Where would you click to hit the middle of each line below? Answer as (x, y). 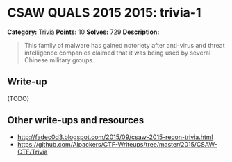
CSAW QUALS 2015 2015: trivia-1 (104, 13)
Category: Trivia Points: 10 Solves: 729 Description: (83, 32)
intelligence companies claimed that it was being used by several (117, 53)
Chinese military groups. (59, 60)
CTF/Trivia (32, 152)
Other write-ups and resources (76, 120)
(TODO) (18, 98)
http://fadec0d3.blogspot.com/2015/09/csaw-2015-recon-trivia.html (115, 137)
